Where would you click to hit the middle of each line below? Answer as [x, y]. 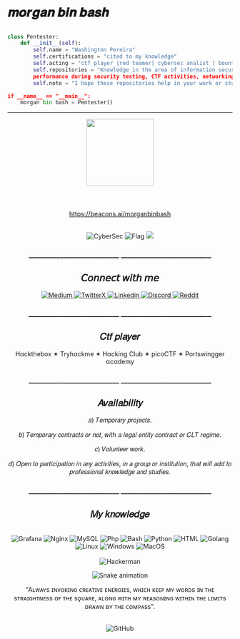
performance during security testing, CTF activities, [116, 76]
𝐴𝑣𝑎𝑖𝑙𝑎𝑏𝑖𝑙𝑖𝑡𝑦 [120, 403]
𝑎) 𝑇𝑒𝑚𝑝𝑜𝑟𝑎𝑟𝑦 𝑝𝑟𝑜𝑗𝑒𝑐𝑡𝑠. [120, 420]
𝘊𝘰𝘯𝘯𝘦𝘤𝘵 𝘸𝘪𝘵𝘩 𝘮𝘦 [120, 278]
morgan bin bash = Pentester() [67, 103]
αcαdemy [120, 361]
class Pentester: [33, 36]
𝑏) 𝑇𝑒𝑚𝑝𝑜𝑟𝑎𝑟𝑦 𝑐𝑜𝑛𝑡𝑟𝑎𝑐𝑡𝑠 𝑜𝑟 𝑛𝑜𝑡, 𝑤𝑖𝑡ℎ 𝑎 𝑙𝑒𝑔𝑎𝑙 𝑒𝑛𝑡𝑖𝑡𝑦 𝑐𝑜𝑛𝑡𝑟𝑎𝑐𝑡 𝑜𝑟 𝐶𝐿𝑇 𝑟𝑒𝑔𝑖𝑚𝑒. [120, 435]
